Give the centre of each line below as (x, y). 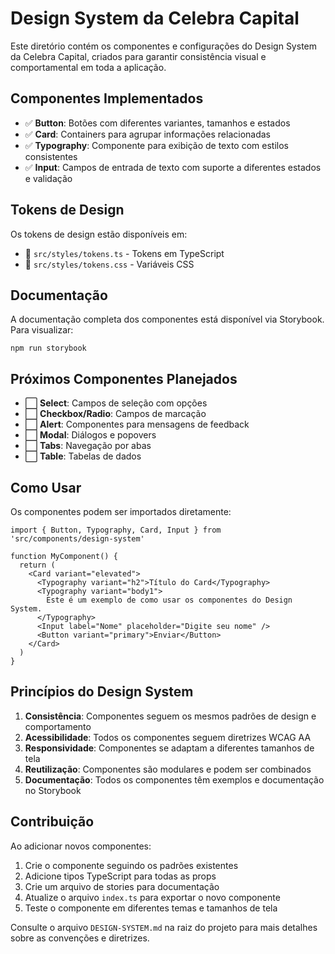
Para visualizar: (42, 330)
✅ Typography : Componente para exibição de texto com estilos (156, 145)
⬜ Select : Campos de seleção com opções (116, 403)
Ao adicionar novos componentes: (81, 846)
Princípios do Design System (102, 692)
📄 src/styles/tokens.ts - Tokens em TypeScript (124, 253)
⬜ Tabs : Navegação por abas (88, 446)
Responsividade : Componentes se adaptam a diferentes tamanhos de (169, 748)
